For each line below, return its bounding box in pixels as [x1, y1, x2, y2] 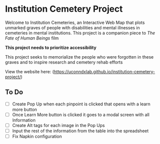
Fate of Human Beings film [5, 35, 59, 41]
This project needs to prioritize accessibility [5, 44, 97, 50]
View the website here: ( [5, 68, 54, 74]
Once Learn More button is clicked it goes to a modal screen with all [12, 111, 150, 118]
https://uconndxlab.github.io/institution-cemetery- [53, 68, 156, 74]
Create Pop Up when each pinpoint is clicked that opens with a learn [12, 101, 151, 107]
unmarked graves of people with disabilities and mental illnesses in [5, 24, 140, 30]
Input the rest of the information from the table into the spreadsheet [12, 128, 149, 134]
